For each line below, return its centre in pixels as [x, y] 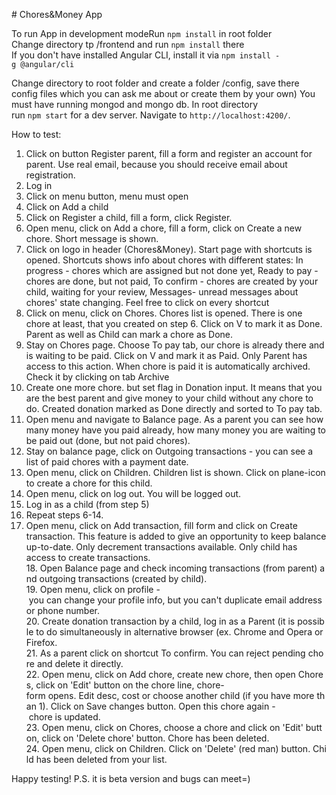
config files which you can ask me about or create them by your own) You [163, 93]
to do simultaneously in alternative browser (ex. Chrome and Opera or [179, 632]
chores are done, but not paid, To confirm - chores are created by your [172, 281]
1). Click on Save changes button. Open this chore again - [157, 706]
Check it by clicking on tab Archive [97, 377]
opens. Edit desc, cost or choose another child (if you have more [181, 695]
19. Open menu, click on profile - [93, 589]
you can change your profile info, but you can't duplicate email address [175, 600]
